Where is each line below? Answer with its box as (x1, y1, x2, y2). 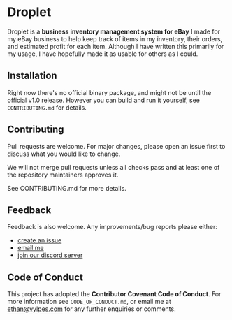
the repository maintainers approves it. (7, 170, 119, 179)
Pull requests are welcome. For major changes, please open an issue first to (7, 142, 226, 150)
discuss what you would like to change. (7, 150, 121, 158)
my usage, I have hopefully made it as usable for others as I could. (7, 50, 198, 58)
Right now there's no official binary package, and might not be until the (7, 88, 212, 96)
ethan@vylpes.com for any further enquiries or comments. (7, 305, 176, 313)
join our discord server (17, 251, 83, 259)
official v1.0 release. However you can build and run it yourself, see (7, 96, 201, 104)
